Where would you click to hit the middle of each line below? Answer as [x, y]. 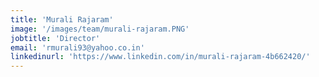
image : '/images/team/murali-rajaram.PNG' [100, 29]
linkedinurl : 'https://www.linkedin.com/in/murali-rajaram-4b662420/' [160, 57]
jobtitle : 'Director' [55, 38]
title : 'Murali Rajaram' [62, 19]
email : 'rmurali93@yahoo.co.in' [77, 47]
